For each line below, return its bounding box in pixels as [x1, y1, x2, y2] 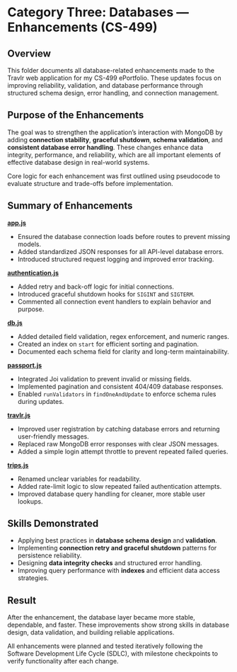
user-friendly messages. [17, 432, 90, 441]
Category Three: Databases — [7, 4, 189, 21]
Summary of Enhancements [7, 199, 133, 212]
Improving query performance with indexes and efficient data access [17, 567, 221, 575]
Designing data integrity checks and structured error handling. [17, 559, 203, 567]
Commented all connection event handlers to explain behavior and [17, 297, 212, 306]
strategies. [17, 574, 50, 582]
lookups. [17, 497, 43, 506]
